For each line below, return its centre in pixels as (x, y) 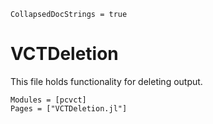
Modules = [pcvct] (48, 100)
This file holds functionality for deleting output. (106, 81)
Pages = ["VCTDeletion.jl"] (69, 108)
